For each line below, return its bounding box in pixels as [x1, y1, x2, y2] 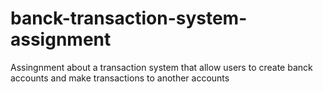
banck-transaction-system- [10, 7, 248, 30]
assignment [10, 28, 112, 51]
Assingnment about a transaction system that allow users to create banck [10, 61, 313, 73]
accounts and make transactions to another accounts [10, 72, 230, 84]
